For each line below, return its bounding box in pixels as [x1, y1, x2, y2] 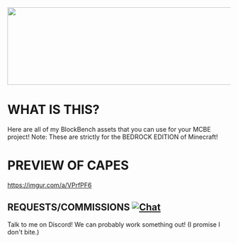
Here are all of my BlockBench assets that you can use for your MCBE [7, 125, 211, 133]
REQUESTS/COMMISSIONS [7, 201, 130, 213]
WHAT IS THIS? [7, 102, 101, 118]
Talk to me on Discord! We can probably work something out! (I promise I [7, 220, 221, 229]
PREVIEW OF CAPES [7, 157, 129, 174]
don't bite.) [7, 227, 40, 236]
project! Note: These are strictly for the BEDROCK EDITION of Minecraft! [7, 132, 218, 141]
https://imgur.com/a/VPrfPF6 [7, 181, 92, 189]
